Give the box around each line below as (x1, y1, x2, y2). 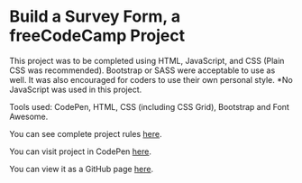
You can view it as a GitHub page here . (9, 163, 154, 174)
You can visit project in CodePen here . (9, 146, 151, 157)
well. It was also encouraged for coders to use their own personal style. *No (9, 74, 293, 85)
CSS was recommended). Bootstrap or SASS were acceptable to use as (9, 65, 276, 76)
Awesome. (9, 111, 49, 122)
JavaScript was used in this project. (9, 84, 142, 95)
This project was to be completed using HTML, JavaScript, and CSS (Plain (9, 55, 285, 66)
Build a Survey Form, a (9, 6, 181, 27)
